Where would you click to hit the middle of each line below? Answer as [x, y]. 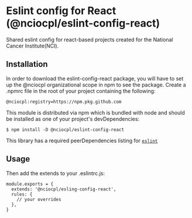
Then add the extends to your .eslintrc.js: [56, 173]
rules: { [22, 194]
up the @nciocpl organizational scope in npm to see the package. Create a [96, 85]
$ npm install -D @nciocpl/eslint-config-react [65, 130]
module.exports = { [30, 184]
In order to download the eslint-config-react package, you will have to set [95, 78]
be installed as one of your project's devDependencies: [73, 119]
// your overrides [39, 199]
